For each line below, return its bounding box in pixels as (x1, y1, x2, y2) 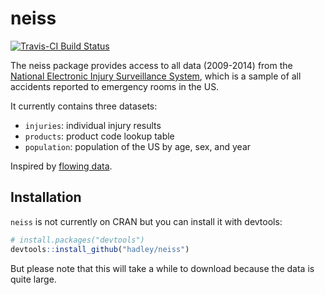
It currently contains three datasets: (10, 100, 158, 112)
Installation (10, 189, 82, 206)
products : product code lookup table (24, 130, 175, 142)
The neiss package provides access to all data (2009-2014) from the (10, 59, 293, 71)
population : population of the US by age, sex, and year (24, 140, 252, 152)
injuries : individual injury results (24, 119, 162, 131)
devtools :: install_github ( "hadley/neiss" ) (10, 244, 190, 254)
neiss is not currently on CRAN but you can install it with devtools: (10, 215, 283, 227)
